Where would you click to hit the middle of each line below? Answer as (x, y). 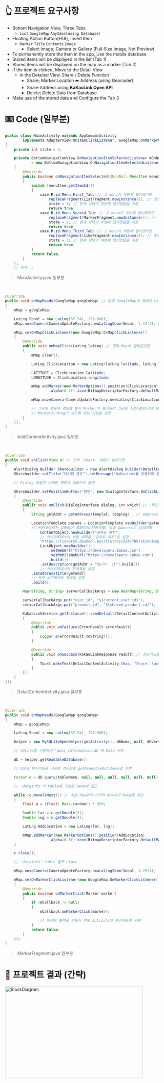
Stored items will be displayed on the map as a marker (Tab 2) (74, 64)
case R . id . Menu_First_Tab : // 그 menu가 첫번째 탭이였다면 (96, 195)
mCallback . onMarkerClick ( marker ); (75, 912)
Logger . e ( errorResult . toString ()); (76, 637)
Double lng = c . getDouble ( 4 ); (53, 818)
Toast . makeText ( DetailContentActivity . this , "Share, (95, 664)
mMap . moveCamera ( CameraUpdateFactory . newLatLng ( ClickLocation (96, 400)
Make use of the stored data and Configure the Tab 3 (65, 98)
